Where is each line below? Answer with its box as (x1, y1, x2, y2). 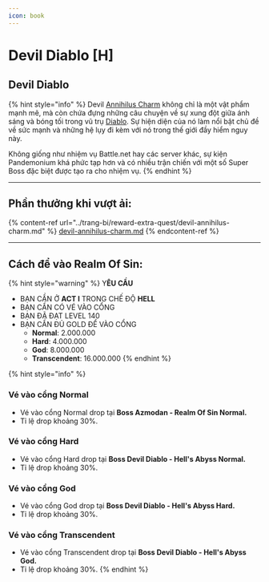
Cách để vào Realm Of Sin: (8, 257, 143, 271)
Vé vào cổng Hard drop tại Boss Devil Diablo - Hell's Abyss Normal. (19, 454, 247, 463)
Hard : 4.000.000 (31, 337, 87, 346)
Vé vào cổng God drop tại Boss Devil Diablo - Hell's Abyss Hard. (19, 501, 235, 511)
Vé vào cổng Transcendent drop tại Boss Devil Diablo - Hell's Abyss (19, 548, 247, 557)
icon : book (8, 11, 45, 20)
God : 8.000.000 (31, 346, 85, 355)
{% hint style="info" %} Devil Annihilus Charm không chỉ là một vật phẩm (8, 99, 250, 109)
